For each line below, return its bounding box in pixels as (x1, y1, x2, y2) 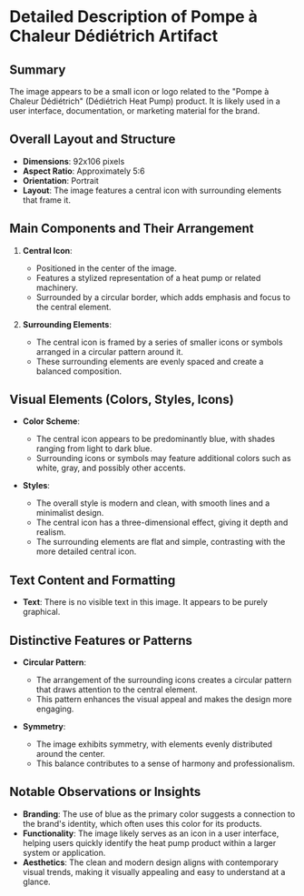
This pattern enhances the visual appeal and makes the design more (35, 694, 292, 705)
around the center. (35, 749, 106, 760)
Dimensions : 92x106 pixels (22, 156, 125, 166)
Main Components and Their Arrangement (9, 221, 254, 237)
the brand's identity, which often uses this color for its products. (22, 818, 262, 829)
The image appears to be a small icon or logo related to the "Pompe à (9, 86, 270, 96)
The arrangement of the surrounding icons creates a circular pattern (35, 675, 292, 686)
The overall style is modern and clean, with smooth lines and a (35, 498, 270, 508)
